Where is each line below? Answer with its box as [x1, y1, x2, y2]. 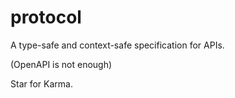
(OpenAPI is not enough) [10, 58, 113, 70]
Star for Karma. [10, 77, 73, 90]
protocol [10, 6, 82, 29]
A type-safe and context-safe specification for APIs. [10, 39, 225, 51]
